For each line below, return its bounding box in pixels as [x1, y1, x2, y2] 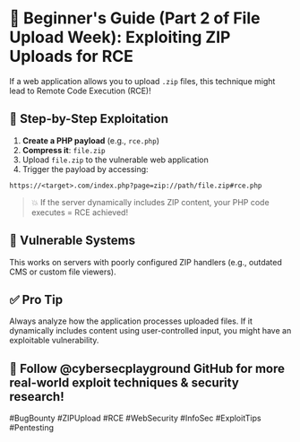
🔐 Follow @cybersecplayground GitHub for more [9, 360, 285, 376]
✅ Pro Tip [9, 291, 64, 308]
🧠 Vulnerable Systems [9, 233, 136, 248]
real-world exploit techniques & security [9, 375, 239, 390]
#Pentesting [9, 422, 54, 433]
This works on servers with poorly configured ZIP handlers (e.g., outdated [9, 256, 282, 267]
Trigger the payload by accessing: [21, 163, 150, 174]
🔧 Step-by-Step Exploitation [9, 111, 168, 126]
